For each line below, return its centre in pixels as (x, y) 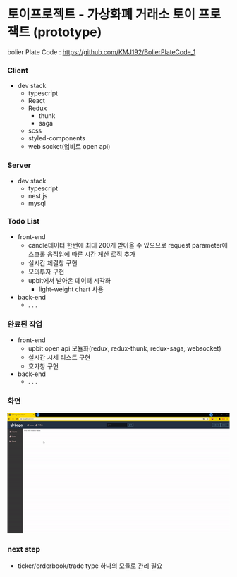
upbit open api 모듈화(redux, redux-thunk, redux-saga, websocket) (124, 348)
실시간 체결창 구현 (53, 262)
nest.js (38, 195)
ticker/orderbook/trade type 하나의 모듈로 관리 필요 (90, 566)
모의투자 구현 (46, 272)
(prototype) (67, 32)
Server (19, 165)
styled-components (57, 138)
